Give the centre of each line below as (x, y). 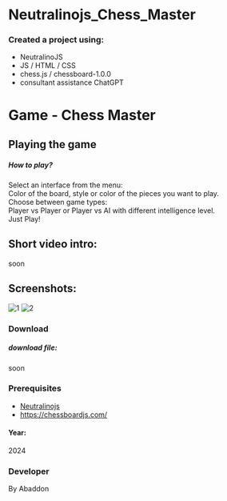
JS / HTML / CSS (48, 66)
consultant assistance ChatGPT (72, 82)
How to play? (31, 165)
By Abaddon (29, 489)
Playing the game (53, 144)
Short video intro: (53, 244)
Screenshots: (43, 289)
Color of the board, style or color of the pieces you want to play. (114, 194)
